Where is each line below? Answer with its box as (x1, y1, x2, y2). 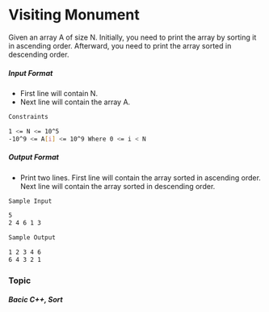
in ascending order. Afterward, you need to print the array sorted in (8, 40, 232, 50)
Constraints (8, 112, 48, 120)
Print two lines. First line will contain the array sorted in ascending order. (19, 172, 261, 183)
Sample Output (8, 234, 57, 242)
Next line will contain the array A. (19, 97, 131, 107)
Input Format (8, 68, 53, 78)
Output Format (8, 152, 59, 162)
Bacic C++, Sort (8, 295, 63, 305)
